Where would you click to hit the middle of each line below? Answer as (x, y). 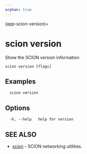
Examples (20, 81)
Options (18, 108)
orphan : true (18, 10)
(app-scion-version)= (27, 24)
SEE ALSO (21, 135)
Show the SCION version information (42, 57)
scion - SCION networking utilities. (47, 146)
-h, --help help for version (42, 119)
